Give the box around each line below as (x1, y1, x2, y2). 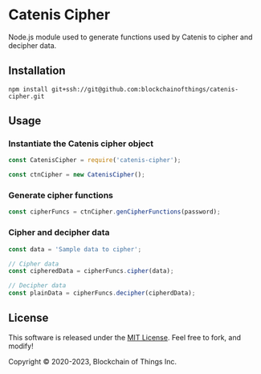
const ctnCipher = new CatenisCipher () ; (8, 171, 146, 179)
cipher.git (8, 92, 45, 100)
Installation (8, 64, 66, 78)
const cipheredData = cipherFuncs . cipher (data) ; (8, 267, 174, 275)
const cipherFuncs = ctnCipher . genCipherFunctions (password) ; (8, 208, 221, 216)
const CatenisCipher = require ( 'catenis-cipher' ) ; (8, 157, 181, 165)
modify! (8, 341, 34, 351)
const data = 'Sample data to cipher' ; (8, 245, 142, 254)
